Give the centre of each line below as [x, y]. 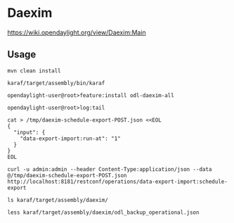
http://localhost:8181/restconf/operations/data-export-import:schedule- [118, 181]
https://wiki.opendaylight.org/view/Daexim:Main [77, 32]
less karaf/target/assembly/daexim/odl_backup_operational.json [103, 212]
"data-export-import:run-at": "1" [70, 139]
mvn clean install [34, 71]
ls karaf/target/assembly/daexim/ [58, 200]
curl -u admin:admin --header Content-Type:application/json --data [110, 169]
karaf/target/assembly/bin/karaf [56, 83]
